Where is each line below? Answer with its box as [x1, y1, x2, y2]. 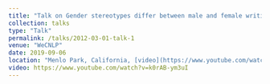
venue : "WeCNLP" [8, 42, 63, 50]
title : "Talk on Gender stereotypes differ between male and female [8, 11, 243, 20]
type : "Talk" [8, 26, 52, 34]
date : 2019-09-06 [8, 49, 67, 57]
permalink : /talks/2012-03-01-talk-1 [8, 34, 135, 42]
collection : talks [8, 19, 70, 27]
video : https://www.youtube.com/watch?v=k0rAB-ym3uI [8, 64, 189, 72]
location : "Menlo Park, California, [8, 57, 131, 65]
